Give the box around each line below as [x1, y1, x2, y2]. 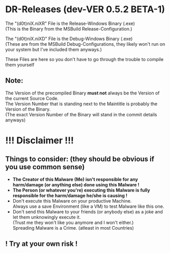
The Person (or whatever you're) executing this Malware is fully [12, 187, 150, 193]
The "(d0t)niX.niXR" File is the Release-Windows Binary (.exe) [5, 20, 135, 26]
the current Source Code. [5, 95, 59, 101]
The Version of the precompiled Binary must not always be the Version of [5, 90, 160, 96]
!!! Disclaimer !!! [5, 135, 74, 146]
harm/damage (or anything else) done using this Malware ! [12, 181, 139, 187]
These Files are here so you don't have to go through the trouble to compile [5, 56, 164, 62]
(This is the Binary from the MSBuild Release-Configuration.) [5, 25, 132, 31]
